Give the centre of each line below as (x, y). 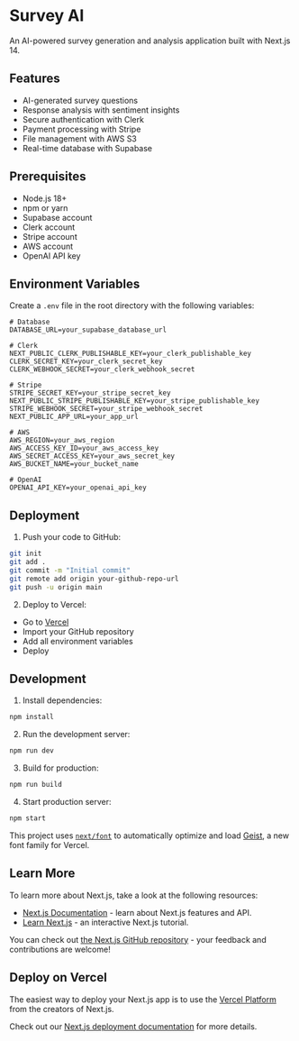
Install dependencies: (62, 700)
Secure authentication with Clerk (83, 119)
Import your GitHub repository (78, 631)
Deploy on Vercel (59, 977)
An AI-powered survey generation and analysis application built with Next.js (150, 41)
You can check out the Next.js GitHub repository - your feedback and (138, 939)
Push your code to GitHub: (72, 537)
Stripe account (50, 236)
